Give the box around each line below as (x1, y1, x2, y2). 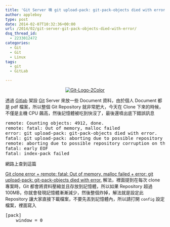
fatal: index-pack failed (5, 150, 70, 156)
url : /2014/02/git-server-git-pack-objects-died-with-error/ (5, 26, 137, 31)
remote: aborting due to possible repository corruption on (5, 140, 158, 146)
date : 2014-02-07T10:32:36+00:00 (5, 21, 76, 27)
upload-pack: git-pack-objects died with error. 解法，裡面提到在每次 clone (5, 177, 160, 183)
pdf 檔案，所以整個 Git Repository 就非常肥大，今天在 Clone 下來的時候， (11, 104, 163, 109)
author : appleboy (5, 12, 42, 17)
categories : (5, 41, 30, 46)
